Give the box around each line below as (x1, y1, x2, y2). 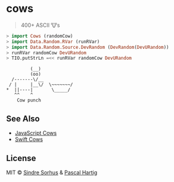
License (6, 153, 36, 163)
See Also (6, 113, 40, 124)
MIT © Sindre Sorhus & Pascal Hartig (6, 169, 98, 176)
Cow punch (17, 97, 42, 103)
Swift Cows (14, 136, 44, 143)
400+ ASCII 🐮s (20, 21, 60, 29)
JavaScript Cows (14, 129, 57, 137)
